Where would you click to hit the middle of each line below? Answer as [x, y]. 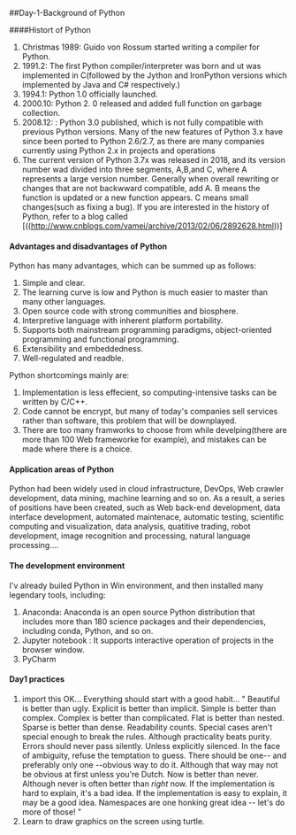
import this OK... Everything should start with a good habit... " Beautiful [151, 699]
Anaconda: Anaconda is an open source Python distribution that [138, 612]
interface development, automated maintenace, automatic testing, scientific [147, 517]
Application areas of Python [62, 469]
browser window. [53, 649]
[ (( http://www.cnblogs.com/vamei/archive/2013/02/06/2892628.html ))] [152, 226]
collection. [41, 113]
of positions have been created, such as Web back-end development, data [145, 507]
